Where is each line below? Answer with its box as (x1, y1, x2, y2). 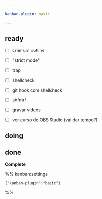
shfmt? (12, 97, 27, 103)
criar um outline (12, 48, 45, 53)
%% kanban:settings (5, 171, 48, 177)
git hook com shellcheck (12, 87, 63, 93)
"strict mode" (12, 57, 40, 63)
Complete (5, 161, 26, 167)
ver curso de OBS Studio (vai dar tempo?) (12, 117, 98, 123)
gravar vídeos (12, 107, 41, 113)
